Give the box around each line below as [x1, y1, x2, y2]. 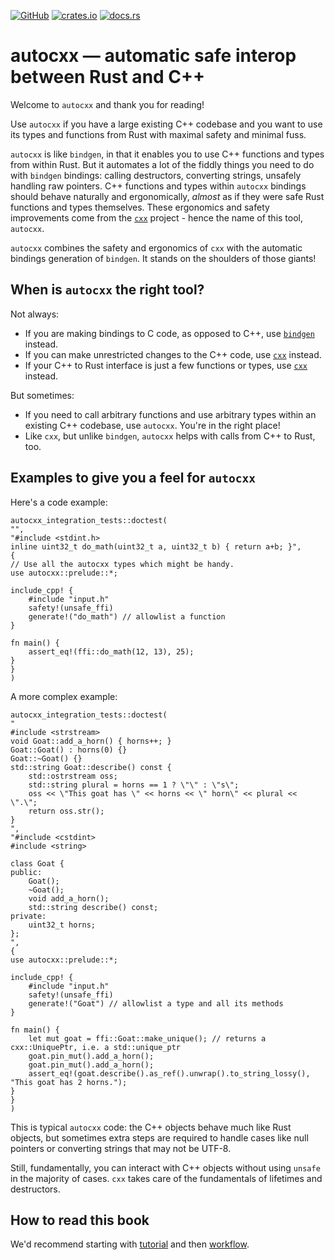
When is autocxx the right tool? [10, 281, 205, 299]
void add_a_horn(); [28, 893, 110, 904]
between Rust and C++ [10, 66, 206, 89]
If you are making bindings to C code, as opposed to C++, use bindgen [24, 327, 315, 339]
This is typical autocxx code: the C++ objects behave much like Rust [10, 1121, 292, 1133]
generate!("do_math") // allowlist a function [28, 611, 226, 622]
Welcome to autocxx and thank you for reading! [10, 98, 205, 110]
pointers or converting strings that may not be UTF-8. [10, 1142, 232, 1154]
